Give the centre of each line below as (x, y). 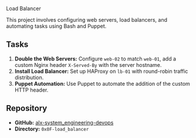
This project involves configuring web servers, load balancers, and (87, 20)
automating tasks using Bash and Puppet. (56, 26)
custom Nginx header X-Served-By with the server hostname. (88, 65)
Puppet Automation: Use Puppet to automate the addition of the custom (102, 83)
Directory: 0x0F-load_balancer (52, 129)
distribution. (29, 77)
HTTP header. (31, 90)
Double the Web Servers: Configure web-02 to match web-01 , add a (95, 59)
